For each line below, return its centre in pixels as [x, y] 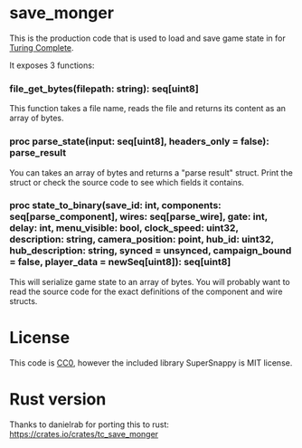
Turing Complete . [42, 47]
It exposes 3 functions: [52, 65]
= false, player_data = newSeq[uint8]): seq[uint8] [120, 262]
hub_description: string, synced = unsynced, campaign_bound [151, 251]
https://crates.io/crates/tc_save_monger [84, 434]
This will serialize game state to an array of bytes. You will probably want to [150, 281]
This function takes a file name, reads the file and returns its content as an [148, 109]
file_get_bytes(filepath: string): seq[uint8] [104, 89]
